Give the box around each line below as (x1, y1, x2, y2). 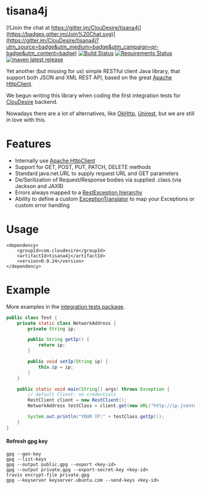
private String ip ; (28, 325, 77, 332)
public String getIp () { (28, 337, 90, 343)
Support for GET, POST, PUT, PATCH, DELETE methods (14, 163, 151, 170)
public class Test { (6, 315, 58, 321)
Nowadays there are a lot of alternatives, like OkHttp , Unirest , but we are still (6, 110, 194, 117)
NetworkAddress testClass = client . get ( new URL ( (28, 403, 151, 409)
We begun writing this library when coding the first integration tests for (6, 92, 181, 99)
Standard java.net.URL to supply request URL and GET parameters (14, 170, 179, 177)
